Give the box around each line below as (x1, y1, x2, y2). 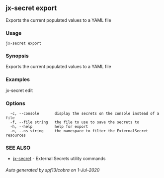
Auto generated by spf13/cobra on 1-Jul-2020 (5, 167, 100, 173)
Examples (5, 76, 30, 83)
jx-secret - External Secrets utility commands (12, 156, 106, 162)
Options (5, 99, 25, 106)
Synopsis (5, 52, 29, 59)
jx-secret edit (5, 87, 33, 93)
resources (5, 133, 26, 138)
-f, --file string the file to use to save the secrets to (10, 120, 140, 125)
